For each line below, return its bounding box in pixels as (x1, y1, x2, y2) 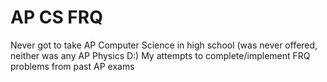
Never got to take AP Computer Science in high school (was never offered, (10, 39, 318, 51)
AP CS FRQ (10, 6, 103, 29)
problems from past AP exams (10, 60, 135, 72)
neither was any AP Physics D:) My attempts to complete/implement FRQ (10, 49, 311, 61)
